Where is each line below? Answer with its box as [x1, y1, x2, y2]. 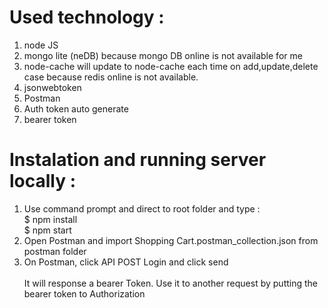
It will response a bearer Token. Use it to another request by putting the [23, 277, 319, 289]
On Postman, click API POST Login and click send [23, 256, 229, 268]
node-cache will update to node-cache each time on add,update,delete [23, 60, 319, 72]
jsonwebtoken [23, 81, 82, 93]
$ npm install [23, 213, 78, 225]
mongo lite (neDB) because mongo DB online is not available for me [23, 49, 303, 61]
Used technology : [9, 6, 165, 29]
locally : [9, 170, 77, 193]
